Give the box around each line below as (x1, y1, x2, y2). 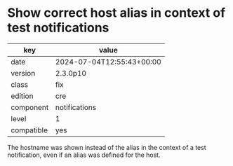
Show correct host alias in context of (7, 5, 226, 21)
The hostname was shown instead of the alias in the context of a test (7, 143, 206, 151)
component (11, 102, 49, 112)
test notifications (7, 20, 109, 36)
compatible (11, 125, 48, 134)
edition (11, 91, 34, 101)
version (11, 68, 36, 78)
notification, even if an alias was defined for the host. (7, 151, 161, 159)
